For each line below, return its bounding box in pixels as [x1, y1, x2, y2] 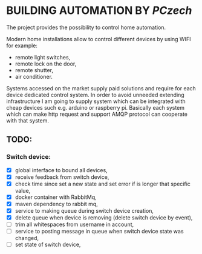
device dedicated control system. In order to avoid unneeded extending [6, 91, 184, 98]
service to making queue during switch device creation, [15, 207, 154, 214]
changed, [15, 235, 39, 242]
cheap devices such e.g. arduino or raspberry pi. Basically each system [6, 104, 185, 111]
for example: [6, 42, 38, 49]
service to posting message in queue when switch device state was [15, 228, 184, 235]
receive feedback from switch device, [15, 173, 109, 181]
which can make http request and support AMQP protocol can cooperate [6, 110, 187, 118]
